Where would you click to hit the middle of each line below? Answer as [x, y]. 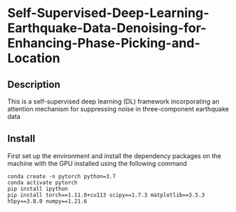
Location [34, 58]
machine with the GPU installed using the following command [97, 163]
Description [34, 84]
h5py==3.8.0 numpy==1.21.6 [47, 201]
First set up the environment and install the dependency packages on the [114, 156]
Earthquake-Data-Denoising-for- [107, 28]
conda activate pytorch [43, 182]
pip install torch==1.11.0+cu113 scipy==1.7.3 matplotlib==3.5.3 [106, 195]
